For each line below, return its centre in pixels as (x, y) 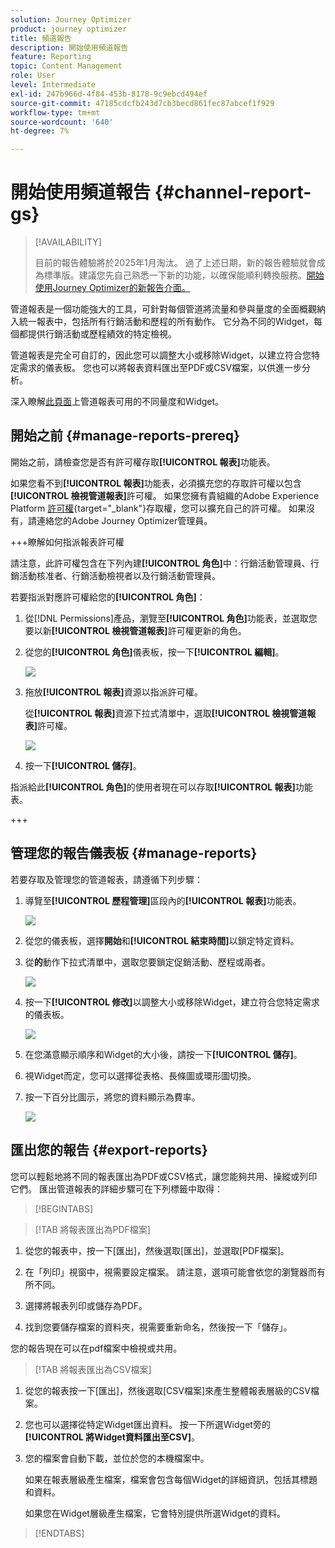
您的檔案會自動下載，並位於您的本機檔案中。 (117, 1458)
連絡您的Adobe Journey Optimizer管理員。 (124, 520)
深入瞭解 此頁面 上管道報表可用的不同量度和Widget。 (117, 402)
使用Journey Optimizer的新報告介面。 (112, 288)
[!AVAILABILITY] (68, 242)
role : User (33, 76)
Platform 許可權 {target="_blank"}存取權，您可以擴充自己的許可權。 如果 (158, 508)
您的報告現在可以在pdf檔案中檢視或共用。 (96, 1348)
